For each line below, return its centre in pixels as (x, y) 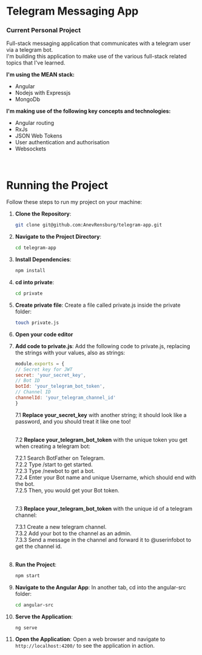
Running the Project (57, 185)
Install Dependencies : (43, 259)
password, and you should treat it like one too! (73, 421)
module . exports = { (40, 363)
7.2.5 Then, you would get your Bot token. (67, 490)
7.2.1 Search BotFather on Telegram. (60, 458)
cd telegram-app (35, 248)
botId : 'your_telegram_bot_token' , (60, 387)
